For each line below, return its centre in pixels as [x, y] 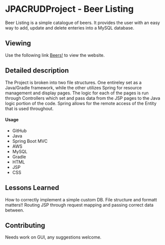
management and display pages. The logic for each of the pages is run [77, 93]
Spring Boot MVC [30, 141]
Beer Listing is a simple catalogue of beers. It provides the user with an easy [82, 23]
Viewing [18, 43]
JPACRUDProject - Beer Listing [69, 9]
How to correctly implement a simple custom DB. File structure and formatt [81, 199]
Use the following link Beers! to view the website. [55, 55]
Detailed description [37, 70]
